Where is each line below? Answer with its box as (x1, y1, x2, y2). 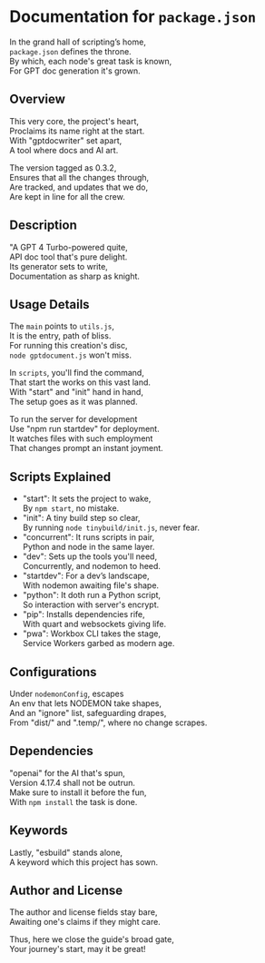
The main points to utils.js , (9, 320, 115, 332)
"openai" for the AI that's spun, (9, 767, 125, 778)
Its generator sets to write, (9, 260, 109, 271)
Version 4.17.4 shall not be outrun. (9, 777, 136, 788)
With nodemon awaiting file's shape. (22, 580, 160, 591)
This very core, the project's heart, (9, 115, 139, 126)
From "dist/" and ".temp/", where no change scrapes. (9, 717, 208, 728)
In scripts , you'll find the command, (9, 368, 145, 378)
